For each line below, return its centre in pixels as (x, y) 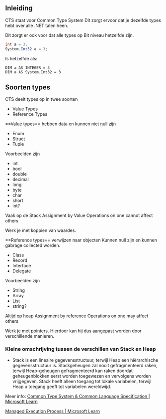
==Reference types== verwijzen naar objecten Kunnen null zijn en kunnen (81, 240)
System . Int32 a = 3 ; (27, 49)
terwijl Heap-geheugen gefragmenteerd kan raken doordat (73, 371)
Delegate (22, 271)
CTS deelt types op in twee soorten (41, 99)
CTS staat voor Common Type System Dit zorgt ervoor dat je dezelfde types (83, 20)
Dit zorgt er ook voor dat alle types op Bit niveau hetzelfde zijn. (70, 35)
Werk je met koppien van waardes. (41, 230)
